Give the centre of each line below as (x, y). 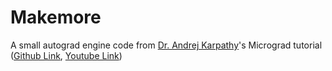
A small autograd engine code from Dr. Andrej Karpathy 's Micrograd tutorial (166, 45)
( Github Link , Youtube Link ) (66, 55)
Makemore (56, 17)
